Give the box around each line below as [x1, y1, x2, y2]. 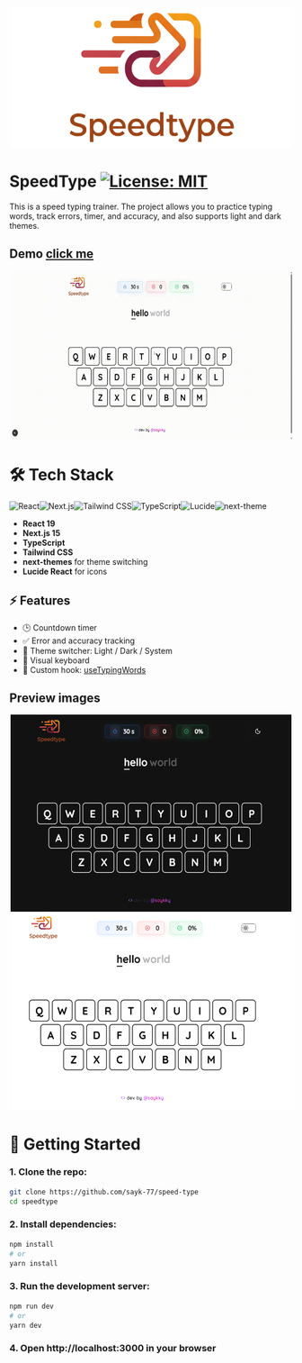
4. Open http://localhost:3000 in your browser [9, 1342, 217, 1355]
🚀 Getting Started [9, 1133, 141, 1154]
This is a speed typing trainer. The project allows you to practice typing [9, 201, 273, 212]
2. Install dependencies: [9, 1218, 117, 1231]
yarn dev [9, 1321, 42, 1330]
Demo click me [9, 246, 94, 262]
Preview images [9, 690, 101, 705]
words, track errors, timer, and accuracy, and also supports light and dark [9, 210, 281, 222]
